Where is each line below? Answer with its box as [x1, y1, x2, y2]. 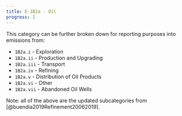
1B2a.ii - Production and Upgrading [14, 54, 103, 61]
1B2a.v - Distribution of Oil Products [14, 73, 102, 80]
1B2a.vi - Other [14, 79, 53, 86]
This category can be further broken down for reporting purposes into [6, 30, 176, 37]
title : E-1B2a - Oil [6, 8, 57, 15]
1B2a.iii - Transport [14, 60, 65, 68]
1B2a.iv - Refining [14, 67, 59, 74]
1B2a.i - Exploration [14, 48, 64, 55]
